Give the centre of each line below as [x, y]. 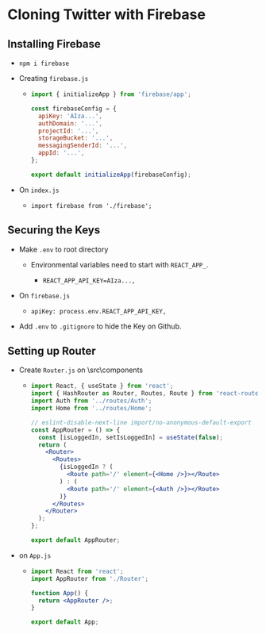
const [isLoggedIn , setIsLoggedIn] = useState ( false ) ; [131, 437]
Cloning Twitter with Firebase [106, 15]
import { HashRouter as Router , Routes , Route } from [121, 394]
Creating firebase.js [54, 78]
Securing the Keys [54, 231]
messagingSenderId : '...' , [83, 146]
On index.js [39, 190]
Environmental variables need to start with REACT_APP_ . [120, 264]
